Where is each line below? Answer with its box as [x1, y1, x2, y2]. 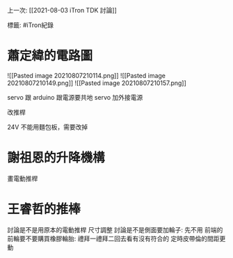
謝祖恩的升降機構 [7, 150, 106, 166]
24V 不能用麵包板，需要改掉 [7, 123, 88, 131]
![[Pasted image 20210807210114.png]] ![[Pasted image [7, 71, 166, 79]
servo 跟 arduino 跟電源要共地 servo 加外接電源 [7, 93, 143, 101]
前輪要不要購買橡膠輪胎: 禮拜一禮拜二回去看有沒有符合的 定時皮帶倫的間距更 [7, 234, 226, 243]
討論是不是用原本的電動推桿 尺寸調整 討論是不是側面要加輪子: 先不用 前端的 [7, 225, 223, 234]
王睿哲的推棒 [7, 202, 81, 218]
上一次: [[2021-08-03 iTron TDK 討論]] [7, 6, 117, 14]
